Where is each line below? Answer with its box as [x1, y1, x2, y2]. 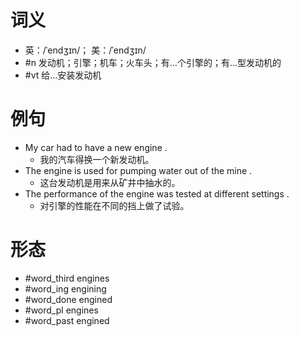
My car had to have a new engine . [24, 141, 168, 153]
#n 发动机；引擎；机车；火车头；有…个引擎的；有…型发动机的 [24, 56, 282, 68]
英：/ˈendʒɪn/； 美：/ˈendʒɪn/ [24, 44, 147, 56]
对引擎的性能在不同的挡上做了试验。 [39, 199, 190, 211]
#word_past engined [24, 314, 110, 326]
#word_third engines [24, 272, 110, 284]
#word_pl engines [24, 304, 99, 316]
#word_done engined [24, 293, 113, 305]
